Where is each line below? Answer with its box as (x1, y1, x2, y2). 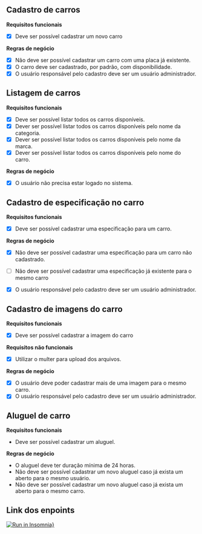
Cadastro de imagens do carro (6, 304, 123, 314)
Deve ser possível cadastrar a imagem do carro (15, 332, 134, 339)
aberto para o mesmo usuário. (15, 475, 91, 482)
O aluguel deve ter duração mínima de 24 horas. (15, 462, 136, 469)
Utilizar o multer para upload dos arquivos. (15, 356, 122, 363)
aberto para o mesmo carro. (15, 487, 85, 495)
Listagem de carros (6, 88, 81, 99)
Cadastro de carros (6, 5, 80, 15)
